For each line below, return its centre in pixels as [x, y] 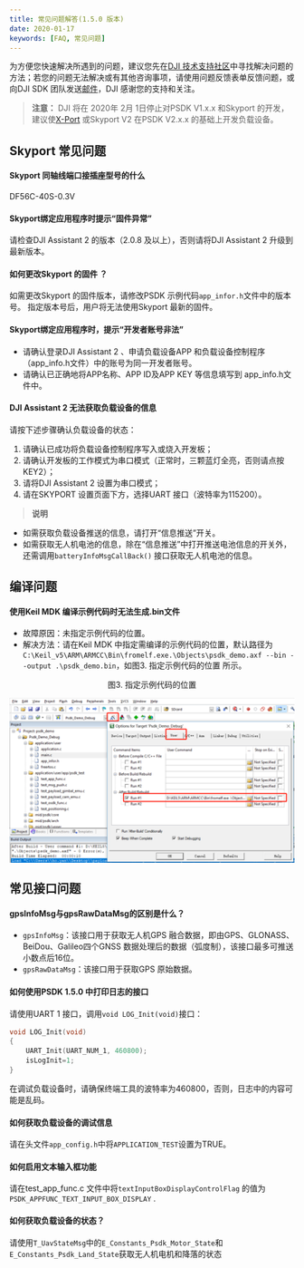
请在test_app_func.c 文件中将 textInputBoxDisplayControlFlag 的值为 [138, 1188]
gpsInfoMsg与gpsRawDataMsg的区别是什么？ [97, 913]
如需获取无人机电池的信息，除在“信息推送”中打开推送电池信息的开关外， [157, 544]
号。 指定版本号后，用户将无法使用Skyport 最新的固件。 [114, 307]
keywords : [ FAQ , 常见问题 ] [57, 38]
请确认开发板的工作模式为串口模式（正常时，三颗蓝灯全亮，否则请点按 [153, 460]
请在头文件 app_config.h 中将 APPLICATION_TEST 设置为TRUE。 [120, 1144]
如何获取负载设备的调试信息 [61, 1122]
